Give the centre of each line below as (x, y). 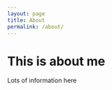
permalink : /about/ (36, 27)
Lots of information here (42, 80)
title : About (26, 20)
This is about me (56, 61)
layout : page (26, 14)
